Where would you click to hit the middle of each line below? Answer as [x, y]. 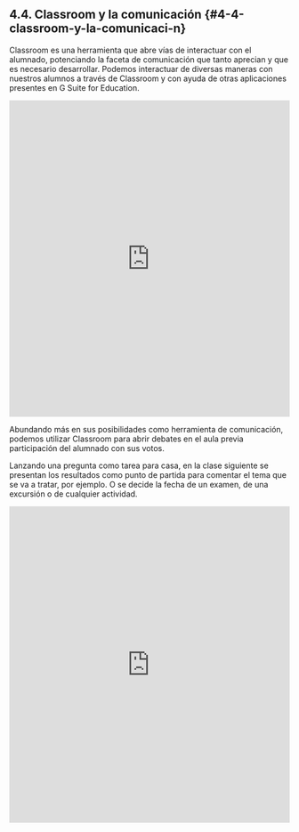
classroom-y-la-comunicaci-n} [98, 29]
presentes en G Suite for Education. [74, 87]
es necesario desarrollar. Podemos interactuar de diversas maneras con [141, 69]
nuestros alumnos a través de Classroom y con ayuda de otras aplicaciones [148, 78]
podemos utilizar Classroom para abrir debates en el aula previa [126, 439]
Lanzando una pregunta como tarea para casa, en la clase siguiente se [139, 465]
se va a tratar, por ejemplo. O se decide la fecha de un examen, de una [139, 484]
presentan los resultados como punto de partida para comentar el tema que [148, 474]
